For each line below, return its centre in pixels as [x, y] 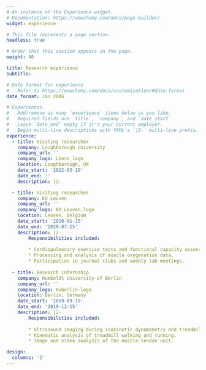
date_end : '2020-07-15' [48, 227]
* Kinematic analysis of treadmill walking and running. [102, 335]
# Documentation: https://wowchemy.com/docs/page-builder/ [83, 18]
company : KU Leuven [42, 198]
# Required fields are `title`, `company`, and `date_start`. [90, 119]
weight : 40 [20, 57]
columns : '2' [29, 358]
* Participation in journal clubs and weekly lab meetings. [107, 261]
